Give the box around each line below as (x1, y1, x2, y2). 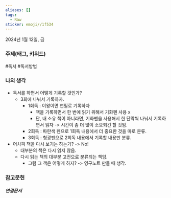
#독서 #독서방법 (5, 63, 37, 69)
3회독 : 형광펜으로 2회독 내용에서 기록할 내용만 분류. (28, 134, 132, 141)
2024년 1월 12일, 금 (5, 36, 45, 42)
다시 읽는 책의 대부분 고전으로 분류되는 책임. (20, 153, 108, 160)
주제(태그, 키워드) (5, 51, 46, 58)
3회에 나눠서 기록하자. (20, 96, 65, 102)
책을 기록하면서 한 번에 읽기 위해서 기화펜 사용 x (35, 108, 131, 115)
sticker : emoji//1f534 (5, 21, 54, 27)
